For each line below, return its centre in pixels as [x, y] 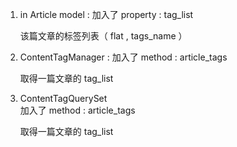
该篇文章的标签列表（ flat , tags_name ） [103, 36]
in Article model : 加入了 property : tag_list [106, 14]
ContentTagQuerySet [63, 98]
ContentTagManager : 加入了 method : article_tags [123, 57]
